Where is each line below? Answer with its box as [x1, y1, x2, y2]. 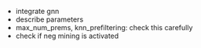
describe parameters [15, 15, 84, 24]
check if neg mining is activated [15, 31, 119, 40]
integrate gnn [15, 7, 60, 15]
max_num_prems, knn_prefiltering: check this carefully [15, 23, 193, 32]
